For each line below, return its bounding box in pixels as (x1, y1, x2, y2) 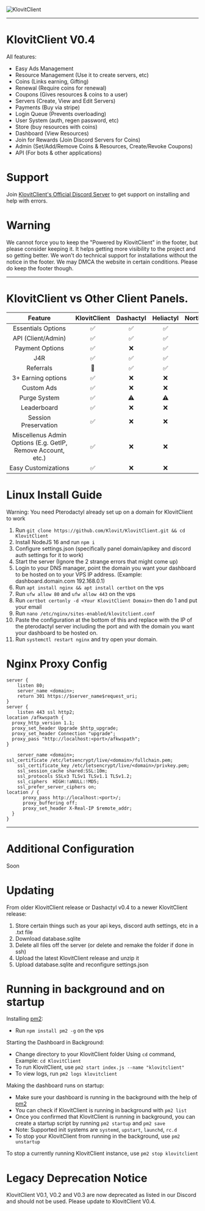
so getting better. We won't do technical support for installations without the (6, 251, 198, 259)
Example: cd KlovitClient (15, 1057, 81, 1065)
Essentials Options (13, 324, 66, 332)
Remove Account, (14, 446, 65, 455)
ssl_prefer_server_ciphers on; (17, 784, 97, 790)
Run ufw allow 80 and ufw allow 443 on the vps (15, 590, 136, 597)
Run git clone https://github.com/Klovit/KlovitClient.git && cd (15, 526, 185, 534)
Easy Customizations (9, 464, 70, 472)
